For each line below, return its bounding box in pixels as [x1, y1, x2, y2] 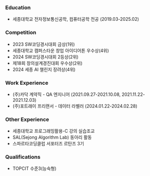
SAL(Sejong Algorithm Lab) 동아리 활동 [12, 134, 92, 140]
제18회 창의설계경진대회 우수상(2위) [12, 60, 83, 66]
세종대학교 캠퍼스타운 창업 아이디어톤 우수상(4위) [12, 47, 109, 53]
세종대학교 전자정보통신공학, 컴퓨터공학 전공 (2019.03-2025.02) [12, 16, 139, 22]
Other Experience [5, 115, 49, 123]
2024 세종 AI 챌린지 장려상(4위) [12, 66, 76, 72]
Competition [5, 29, 37, 36]
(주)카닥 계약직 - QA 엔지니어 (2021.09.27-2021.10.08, [12, 91, 121, 97]
